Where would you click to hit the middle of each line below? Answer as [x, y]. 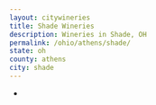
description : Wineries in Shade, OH [78, 34]
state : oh [28, 51]
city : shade [32, 68]
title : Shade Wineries [52, 26]
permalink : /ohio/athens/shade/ [70, 43]
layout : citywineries [50, 17]
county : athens [38, 59]
